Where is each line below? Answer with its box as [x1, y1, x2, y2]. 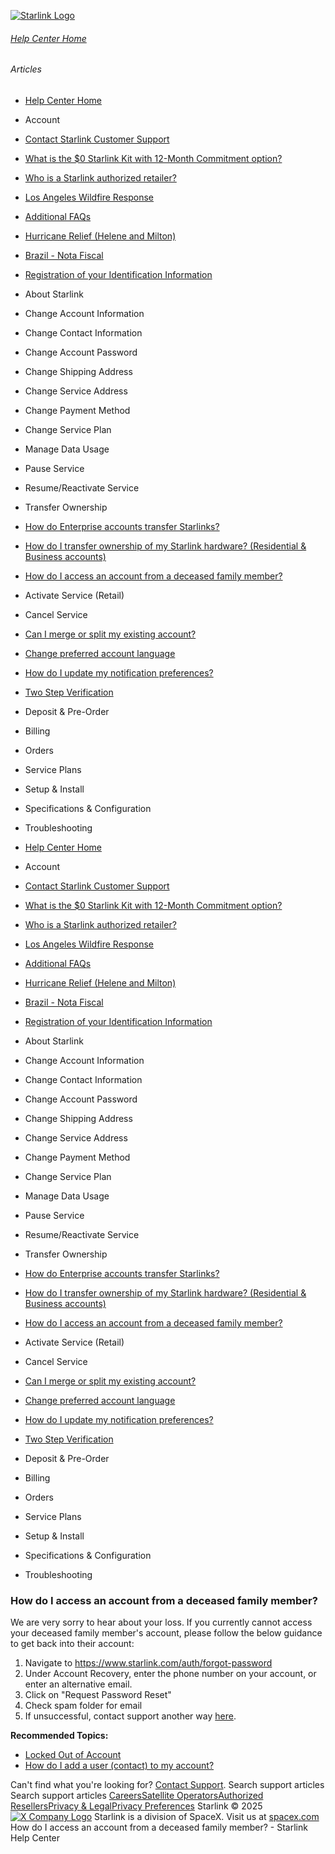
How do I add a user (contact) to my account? [24, 1760, 215, 1772]
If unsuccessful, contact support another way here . [24, 1710, 237, 1722]
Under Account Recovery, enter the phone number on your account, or [24, 1668, 317, 1680]
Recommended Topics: [10, 1730, 109, 1742]
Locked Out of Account [24, 1749, 122, 1761]
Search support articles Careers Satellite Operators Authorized [10, 1790, 264, 1802]
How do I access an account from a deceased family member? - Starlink [10, 1821, 308, 1834]
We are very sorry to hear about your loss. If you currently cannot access [10, 1616, 313, 1629]
